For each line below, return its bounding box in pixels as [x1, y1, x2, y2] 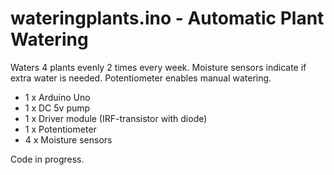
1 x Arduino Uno [24, 91, 91, 103]
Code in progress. [10, 153, 85, 165]
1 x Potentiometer [24, 123, 97, 135]
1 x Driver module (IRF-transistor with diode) [24, 112, 208, 124]
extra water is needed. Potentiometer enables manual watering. [10, 72, 272, 84]
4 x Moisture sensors [24, 133, 113, 146]
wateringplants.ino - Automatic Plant [10, 7, 325, 30]
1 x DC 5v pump [24, 102, 91, 114]
